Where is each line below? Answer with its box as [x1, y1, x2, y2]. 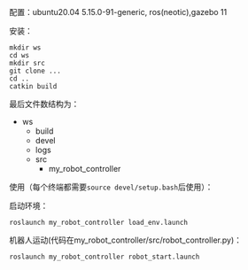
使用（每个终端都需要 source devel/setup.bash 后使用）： [9, 181, 213, 192]
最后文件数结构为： [9, 99, 80, 109]
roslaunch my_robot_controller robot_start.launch [9, 252, 200, 261]
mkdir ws [9, 43, 42, 52]
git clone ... [9, 66, 62, 75]
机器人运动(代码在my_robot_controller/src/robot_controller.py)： [9, 235, 242, 245]
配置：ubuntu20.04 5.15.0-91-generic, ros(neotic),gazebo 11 [9, 7, 228, 17]
